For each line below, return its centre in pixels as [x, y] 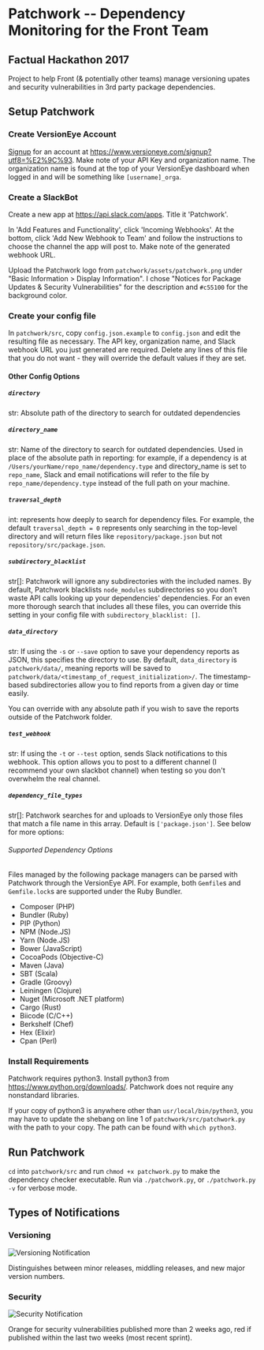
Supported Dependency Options [61, 850]
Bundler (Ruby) [44, 915]
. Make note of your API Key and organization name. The [164, 160]
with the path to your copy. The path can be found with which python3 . [122, 1127]
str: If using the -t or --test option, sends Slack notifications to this [118, 753]
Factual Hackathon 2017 [69, 60]
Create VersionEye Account [62, 134]
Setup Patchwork [52, 112]
